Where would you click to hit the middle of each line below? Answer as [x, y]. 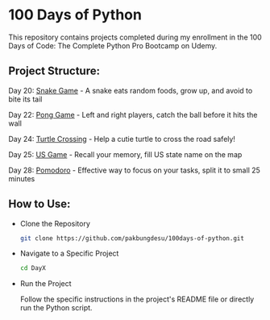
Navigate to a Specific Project [69, 254]
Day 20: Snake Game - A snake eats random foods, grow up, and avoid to [131, 90]
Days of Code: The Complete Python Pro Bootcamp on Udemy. [113, 45]
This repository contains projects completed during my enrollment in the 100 [135, 37]
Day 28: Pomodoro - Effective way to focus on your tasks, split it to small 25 [134, 170]
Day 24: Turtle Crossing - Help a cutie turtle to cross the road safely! [122, 139]
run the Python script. [56, 308]
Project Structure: [54, 71]
